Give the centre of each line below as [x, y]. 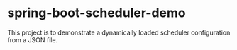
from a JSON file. [33, 39]
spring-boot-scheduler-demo [97, 13]
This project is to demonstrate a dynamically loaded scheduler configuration [119, 32]
